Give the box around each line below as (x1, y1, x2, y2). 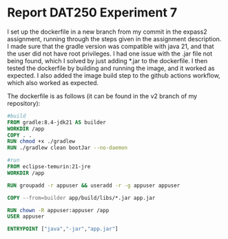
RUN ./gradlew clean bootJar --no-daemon (7, 144, 128, 152)
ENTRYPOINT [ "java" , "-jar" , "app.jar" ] (7, 225, 118, 233)
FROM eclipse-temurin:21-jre (7, 163, 91, 170)
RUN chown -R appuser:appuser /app (7, 207, 110, 214)
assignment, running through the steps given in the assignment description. (7, 34, 222, 43)
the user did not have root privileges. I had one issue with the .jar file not (7, 49, 212, 58)
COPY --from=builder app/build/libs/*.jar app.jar (7, 194, 156, 201)
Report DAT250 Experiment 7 (7, 5, 178, 21)
